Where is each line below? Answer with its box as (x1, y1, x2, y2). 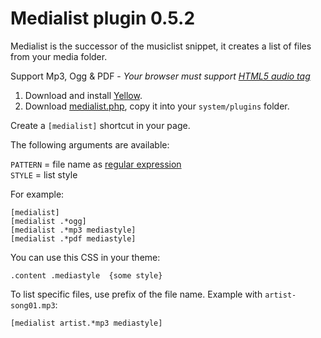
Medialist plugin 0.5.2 (10, 7, 196, 30)
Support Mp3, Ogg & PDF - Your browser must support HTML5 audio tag (10, 70, 311, 82)
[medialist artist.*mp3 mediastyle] (10, 318, 163, 328)
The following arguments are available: (10, 138, 170, 151)
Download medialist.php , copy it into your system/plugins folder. (24, 100, 290, 112)
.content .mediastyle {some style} (10, 270, 163, 281)
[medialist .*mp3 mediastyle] (10, 225, 137, 235)
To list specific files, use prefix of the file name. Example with (10, 288, 263, 300)
